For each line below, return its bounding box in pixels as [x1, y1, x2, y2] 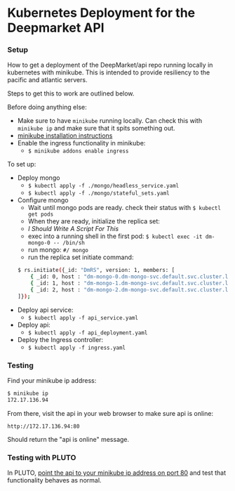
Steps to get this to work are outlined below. [7, 89, 135, 98]
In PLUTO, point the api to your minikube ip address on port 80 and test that [7, 469, 227, 477]
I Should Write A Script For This [27, 225, 119, 233]
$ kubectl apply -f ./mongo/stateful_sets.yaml [27, 190, 170, 197]
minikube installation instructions [17, 131, 113, 140]
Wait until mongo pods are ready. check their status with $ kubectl [27, 204, 221, 212]
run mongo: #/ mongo [27, 246, 89, 254]
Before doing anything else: [7, 103, 87, 112]
